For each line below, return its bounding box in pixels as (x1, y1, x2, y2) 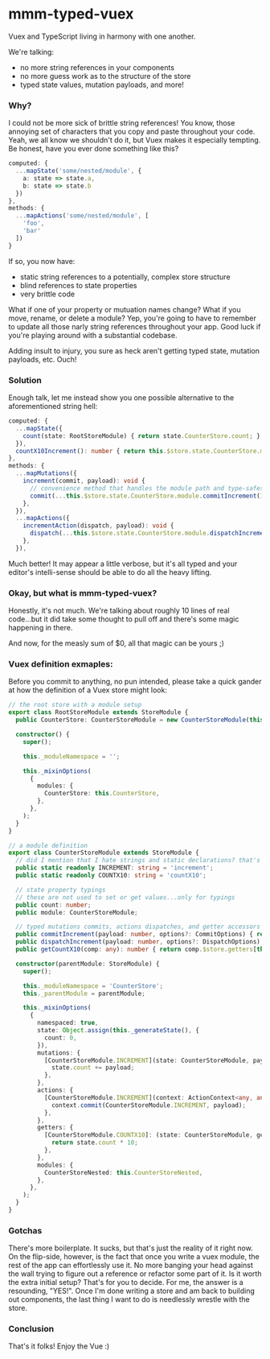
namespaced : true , (37, 1019, 99, 1027)
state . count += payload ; (51, 1064, 135, 1072)
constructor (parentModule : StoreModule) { (15, 960, 160, 968)
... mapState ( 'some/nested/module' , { (15, 167, 142, 176)
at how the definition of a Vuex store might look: (8, 685, 167, 695)
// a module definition (8, 841, 88, 849)
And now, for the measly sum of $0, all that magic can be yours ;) (8, 638, 225, 648)
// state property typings (15, 886, 106, 894)
